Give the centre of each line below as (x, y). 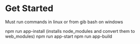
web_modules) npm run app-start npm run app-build (59, 36)
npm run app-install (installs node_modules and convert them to (70, 31)
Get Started (29, 8)
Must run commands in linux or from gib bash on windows (64, 22)
